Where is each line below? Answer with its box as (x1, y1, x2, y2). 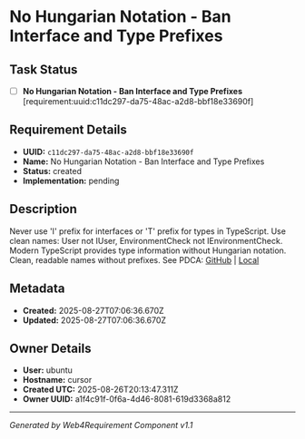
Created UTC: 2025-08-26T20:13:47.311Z (22, 384, 179, 395)
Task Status (9, 62, 78, 77)
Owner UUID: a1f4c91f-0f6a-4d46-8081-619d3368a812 (22, 394, 231, 405)
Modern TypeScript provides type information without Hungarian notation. (9, 245, 287, 256)
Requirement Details (9, 122, 127, 138)
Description (9, 201, 77, 217)
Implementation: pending (22, 175, 120, 186)
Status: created (22, 165, 82, 176)
